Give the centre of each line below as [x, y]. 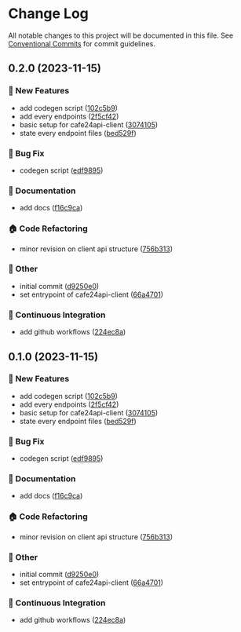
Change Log [48, 14]
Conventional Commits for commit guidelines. [82, 43]
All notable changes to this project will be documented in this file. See [121, 35]
